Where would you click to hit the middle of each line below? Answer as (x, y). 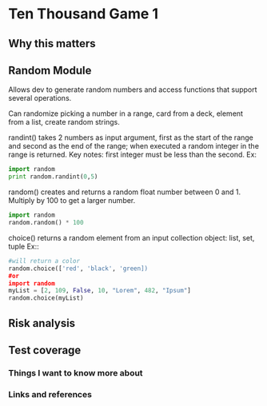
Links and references (50, 394)
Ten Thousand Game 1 (83, 14)
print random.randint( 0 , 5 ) (53, 177)
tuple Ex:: (24, 246)
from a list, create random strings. (64, 122)
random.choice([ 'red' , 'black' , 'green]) (78, 269)
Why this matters (52, 44)
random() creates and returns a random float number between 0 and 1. (125, 192)
